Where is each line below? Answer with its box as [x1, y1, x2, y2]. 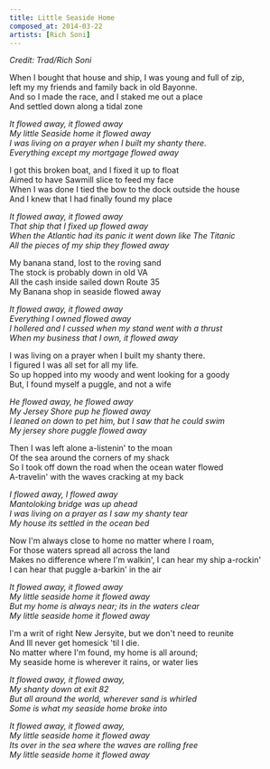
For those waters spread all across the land [9, 545, 170, 556]
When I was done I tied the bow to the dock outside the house [9, 184, 240, 195]
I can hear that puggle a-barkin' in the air [9, 564, 163, 575]
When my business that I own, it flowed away [9, 333, 179, 343]
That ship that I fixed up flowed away [9, 220, 149, 231]
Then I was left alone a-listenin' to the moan [9, 443, 173, 454]
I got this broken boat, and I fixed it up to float [9, 164, 179, 176]
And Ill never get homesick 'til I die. [9, 638, 140, 649]
